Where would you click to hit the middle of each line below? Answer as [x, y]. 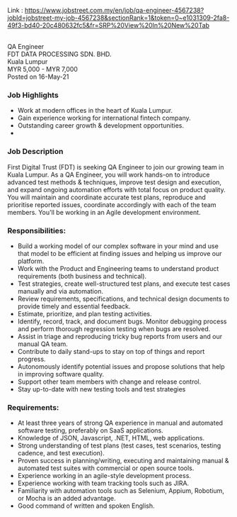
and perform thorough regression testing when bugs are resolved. [114, 328]
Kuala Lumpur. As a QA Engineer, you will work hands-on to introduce [109, 174]
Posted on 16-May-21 [38, 77]
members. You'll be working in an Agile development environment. [104, 212]
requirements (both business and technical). [82, 276]
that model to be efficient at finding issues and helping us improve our [120, 253]
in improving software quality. [61, 374]
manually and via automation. [60, 291]
